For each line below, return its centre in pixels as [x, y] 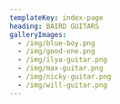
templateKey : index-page [56, 18]
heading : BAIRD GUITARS [55, 26]
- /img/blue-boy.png [56, 43]
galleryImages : [38, 34]
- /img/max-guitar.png [60, 69]
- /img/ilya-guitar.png [62, 60]
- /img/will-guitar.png [62, 85]
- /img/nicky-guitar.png [65, 77]
